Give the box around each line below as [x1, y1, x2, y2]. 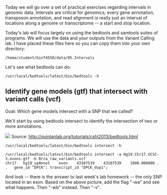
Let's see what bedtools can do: [5, 64, 71, 70]
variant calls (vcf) [5, 95, 61, 104]
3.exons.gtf [5, 156, 30, 161]
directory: [5, 46, 25, 51]
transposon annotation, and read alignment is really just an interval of [5, 15, 148, 20]
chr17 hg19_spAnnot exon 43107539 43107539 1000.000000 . [5, 161, 160, 166]
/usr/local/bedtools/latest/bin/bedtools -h [5, 74, 99, 79]
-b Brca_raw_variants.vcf [31, 156, 86, 161]
